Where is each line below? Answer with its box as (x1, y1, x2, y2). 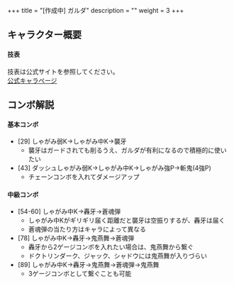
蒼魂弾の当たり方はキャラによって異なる (28, 225, 147, 234)
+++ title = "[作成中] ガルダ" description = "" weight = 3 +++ (7, 6, 184, 14)
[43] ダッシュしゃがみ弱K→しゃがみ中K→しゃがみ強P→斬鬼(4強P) (17, 164, 211, 173)
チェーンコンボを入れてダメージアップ (28, 173, 140, 181)
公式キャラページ (7, 76, 57, 84)
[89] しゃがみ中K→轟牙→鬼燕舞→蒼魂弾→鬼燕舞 (17, 261, 160, 269)
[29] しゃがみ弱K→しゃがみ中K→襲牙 (17, 137, 127, 146)
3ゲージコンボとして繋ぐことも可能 (28, 269, 132, 278)
